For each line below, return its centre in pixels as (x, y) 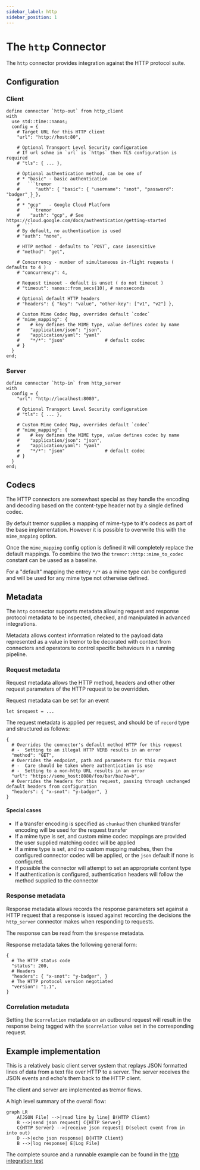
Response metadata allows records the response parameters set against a (97, 909)
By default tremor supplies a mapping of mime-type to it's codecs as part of (99, 523)
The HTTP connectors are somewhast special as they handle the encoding (98, 499)
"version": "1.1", (35, 987)
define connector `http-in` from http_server (63, 383)
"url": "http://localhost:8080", (58, 399)
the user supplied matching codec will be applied (75, 843)
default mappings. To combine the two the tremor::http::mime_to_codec (95, 554)
